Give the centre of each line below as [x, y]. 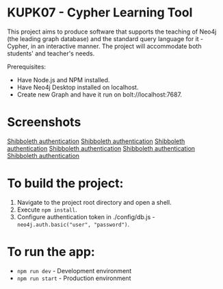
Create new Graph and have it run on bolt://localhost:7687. [100, 95]
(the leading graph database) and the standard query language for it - [105, 38]
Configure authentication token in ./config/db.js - [86, 216]
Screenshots [44, 122]
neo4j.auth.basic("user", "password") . [73, 224]
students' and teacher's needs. [51, 53]
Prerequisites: [27, 66]
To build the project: [65, 184]
